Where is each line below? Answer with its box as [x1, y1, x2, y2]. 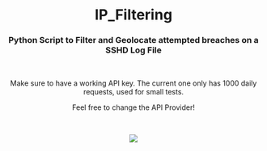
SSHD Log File [105, 44, 162, 56]
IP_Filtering [94, 6, 173, 24]
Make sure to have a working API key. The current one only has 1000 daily [10, 78, 257, 88]
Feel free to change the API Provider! [71, 103, 196, 112]
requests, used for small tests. [83, 87, 184, 97]
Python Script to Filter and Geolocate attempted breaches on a [8, 35, 259, 46]
